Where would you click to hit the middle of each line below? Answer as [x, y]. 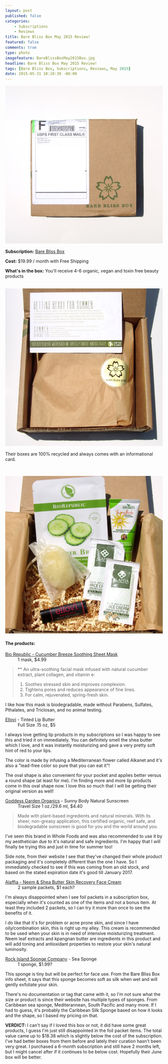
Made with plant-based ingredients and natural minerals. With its [84, 816]
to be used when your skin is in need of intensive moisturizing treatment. [80, 933]
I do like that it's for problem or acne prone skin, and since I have [72, 923]
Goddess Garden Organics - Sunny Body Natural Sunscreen [67, 801]
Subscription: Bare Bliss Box [35, 251]
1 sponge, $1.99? [35, 964]
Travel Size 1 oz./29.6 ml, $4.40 [50, 806]
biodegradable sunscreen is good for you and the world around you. [88, 826]
